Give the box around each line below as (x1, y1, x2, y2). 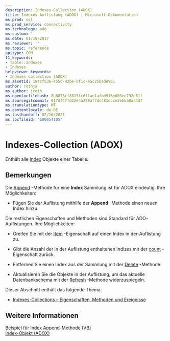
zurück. (39, 251, 55, 258)
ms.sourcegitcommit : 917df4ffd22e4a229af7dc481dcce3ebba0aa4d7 (5, 98, 143, 103)
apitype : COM (5, 50, 33, 55)
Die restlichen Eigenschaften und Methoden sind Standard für (5, 215, 135, 221)
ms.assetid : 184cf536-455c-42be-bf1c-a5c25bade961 (5, 79, 115, 84)
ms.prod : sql (5, 17, 33, 22)
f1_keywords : (5, 55, 33, 60)
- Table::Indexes (5, 60, 42, 65)
